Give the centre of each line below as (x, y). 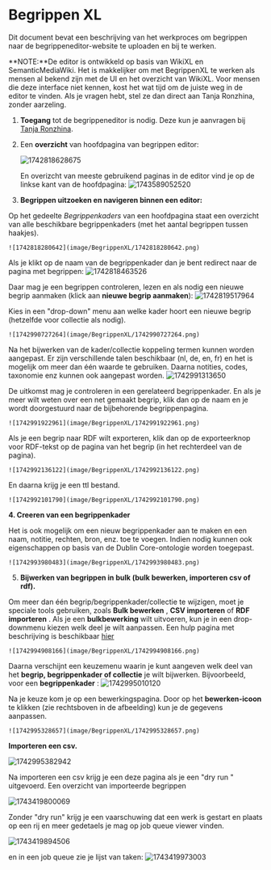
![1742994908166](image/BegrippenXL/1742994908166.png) (104, 651)
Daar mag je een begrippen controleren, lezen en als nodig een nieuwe (126, 287)
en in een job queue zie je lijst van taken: (76, 857)
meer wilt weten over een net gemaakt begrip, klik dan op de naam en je (128, 399)
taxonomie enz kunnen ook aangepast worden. (86, 375)
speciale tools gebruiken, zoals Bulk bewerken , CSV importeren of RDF (129, 610)
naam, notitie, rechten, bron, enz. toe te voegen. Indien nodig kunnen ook (130, 538)
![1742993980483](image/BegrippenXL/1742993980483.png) (104, 562)
